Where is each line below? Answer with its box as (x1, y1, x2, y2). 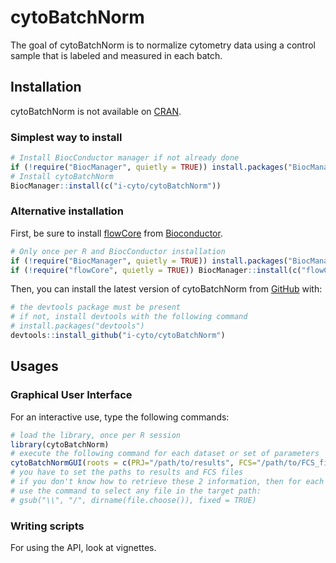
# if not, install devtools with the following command (10, 312, 248, 322)
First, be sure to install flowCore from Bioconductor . (10, 227, 223, 239)
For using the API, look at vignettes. (10, 541, 157, 553)
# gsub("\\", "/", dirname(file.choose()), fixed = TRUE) (10, 495, 257, 505)
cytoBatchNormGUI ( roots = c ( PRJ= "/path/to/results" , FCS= (10, 458, 257, 468)
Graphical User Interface (10, 388, 133, 402)
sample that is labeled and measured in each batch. (10, 49, 223, 61)
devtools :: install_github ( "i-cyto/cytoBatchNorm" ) (10, 331, 226, 341)
